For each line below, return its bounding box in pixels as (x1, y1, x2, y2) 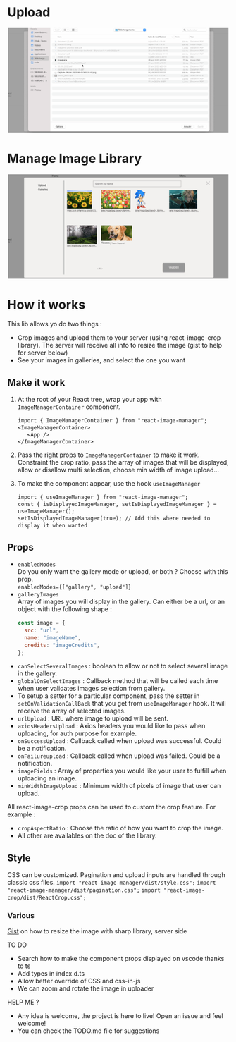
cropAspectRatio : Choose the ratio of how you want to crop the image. (17, 824, 223, 833)
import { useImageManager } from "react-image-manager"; (17, 494, 189, 501)
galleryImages (17, 592, 59, 599)
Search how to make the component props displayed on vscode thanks (17, 954, 225, 962)
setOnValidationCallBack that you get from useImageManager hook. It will (17, 699, 227, 708)
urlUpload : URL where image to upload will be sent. (17, 714, 169, 723)
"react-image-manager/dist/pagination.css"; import (7, 887, 161, 894)
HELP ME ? (7, 998, 39, 1006)
